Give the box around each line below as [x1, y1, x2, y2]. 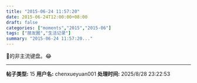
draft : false [6, 19, 38, 25]
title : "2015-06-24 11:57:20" [6, 8, 80, 15]
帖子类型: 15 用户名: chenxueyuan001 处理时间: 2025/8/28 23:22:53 [6, 71, 171, 77]
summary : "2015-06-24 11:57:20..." [6, 36, 93, 41]
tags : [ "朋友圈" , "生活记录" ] [6, 30, 72, 36]
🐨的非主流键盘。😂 [6, 53, 52, 59]
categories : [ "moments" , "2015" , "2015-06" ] [6, 25, 111, 31]
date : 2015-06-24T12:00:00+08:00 [6, 14, 88, 20]
